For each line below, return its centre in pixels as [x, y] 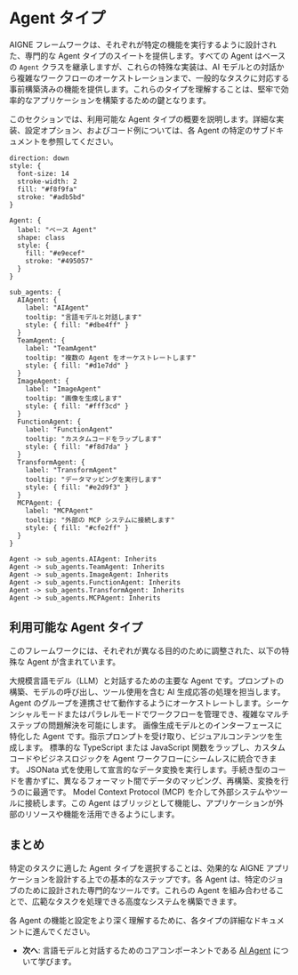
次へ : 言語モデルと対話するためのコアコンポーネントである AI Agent [146, 950]
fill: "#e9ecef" [56, 253]
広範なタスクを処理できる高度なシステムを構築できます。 [137, 901]
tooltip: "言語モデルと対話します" [84, 317]
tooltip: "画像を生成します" [74, 398]
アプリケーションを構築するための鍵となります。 [121, 100]
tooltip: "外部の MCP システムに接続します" [100, 520]
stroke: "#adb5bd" [52, 197]
